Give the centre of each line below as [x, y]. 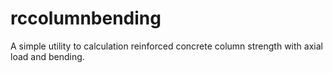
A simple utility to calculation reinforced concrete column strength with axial [166, 46]
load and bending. [47, 56]
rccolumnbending [86, 18]
